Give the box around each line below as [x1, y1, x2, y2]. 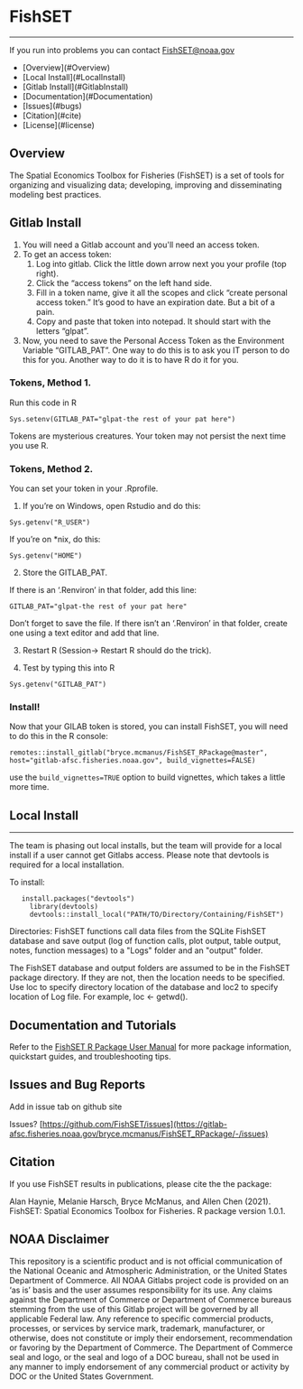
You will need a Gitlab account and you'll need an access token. [22, 239, 260, 250]
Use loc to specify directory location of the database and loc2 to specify [9, 982, 279, 993]
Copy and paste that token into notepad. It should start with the [35, 316, 271, 327]
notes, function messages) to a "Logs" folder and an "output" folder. [9, 945, 263, 956]
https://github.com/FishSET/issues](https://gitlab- [41, 1118, 228, 1129]
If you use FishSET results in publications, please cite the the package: [9, 1178, 272, 1189]
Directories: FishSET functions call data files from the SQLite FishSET [9, 926, 267, 937]
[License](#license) [22, 119, 95, 130]
